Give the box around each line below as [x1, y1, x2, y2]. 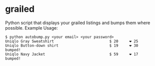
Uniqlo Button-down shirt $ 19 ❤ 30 [5, 43, 139, 48]
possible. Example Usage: [5, 25, 58, 31]
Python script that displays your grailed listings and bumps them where [5, 20, 151, 26]
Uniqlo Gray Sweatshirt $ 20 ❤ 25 [5, 38, 139, 44]
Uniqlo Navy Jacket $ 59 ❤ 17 [5, 52, 139, 57]
